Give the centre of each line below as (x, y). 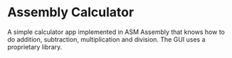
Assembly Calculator (71, 12)
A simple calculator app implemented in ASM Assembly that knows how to (116, 32)
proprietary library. (35, 47)
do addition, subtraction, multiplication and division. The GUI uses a (106, 39)
